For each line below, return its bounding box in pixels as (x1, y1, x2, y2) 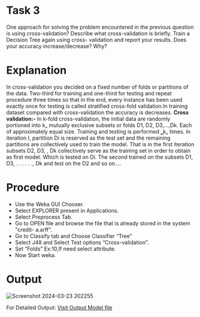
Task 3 (6, 4, 40, 17)
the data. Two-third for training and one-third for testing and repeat (6, 89, 172, 96)
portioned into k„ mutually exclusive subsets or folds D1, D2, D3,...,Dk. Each (6, 121, 192, 129)
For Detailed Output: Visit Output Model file (6, 304, 113, 311)
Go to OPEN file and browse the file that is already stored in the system (14, 219, 190, 227)
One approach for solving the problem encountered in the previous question (6, 23, 194, 31)
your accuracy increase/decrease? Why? (6, 43, 108, 50)
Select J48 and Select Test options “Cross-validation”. (14, 238, 149, 246)
